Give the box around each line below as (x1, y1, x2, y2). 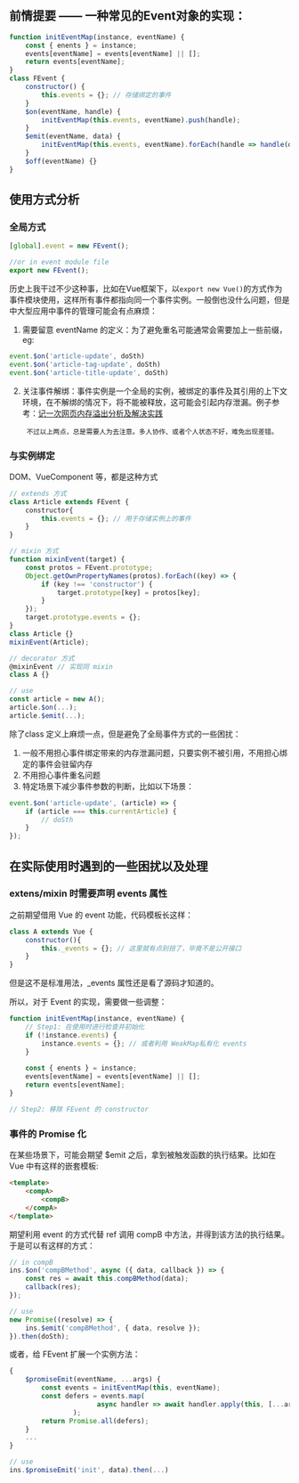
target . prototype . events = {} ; (25, 613, 141, 622)
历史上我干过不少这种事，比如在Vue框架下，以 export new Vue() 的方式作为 (9, 283, 283, 294)
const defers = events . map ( (41, 1392, 145, 1401)
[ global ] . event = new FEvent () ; (9, 241, 129, 251)
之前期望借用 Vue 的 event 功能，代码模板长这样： (9, 909, 194, 920)
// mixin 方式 (9, 547, 60, 556)
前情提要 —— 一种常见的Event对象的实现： (9, 8, 246, 24)
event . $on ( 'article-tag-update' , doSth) (9, 360, 162, 369)
